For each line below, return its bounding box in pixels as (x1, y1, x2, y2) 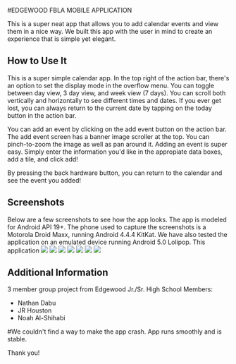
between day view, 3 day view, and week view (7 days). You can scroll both (7, 88, 226, 97)
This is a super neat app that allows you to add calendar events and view (7, 20, 219, 28)
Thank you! (7, 348, 40, 357)
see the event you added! (7, 176, 82, 184)
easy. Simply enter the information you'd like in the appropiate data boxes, (7, 147, 223, 156)
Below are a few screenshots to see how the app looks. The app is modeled (7, 215, 227, 224)
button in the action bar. (7, 111, 77, 119)
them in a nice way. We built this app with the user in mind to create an (7, 28, 213, 35)
